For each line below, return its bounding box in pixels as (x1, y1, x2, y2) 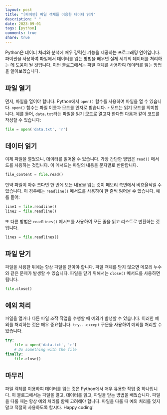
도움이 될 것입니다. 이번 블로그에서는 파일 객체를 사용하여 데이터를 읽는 (15, 62, 153, 68)
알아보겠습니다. (10, 68, 40, 74)
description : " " (5, 16, 41, 21)
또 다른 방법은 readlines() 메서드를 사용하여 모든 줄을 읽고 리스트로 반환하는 (5, 219, 155, 224)
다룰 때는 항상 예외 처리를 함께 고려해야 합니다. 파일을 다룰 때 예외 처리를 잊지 (10, 398, 161, 404)
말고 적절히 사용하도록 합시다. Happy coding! (5, 404, 94, 410)
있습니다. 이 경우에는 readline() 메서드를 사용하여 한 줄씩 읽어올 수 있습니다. (5, 188, 155, 194)
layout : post (5, 7, 32, 12)
